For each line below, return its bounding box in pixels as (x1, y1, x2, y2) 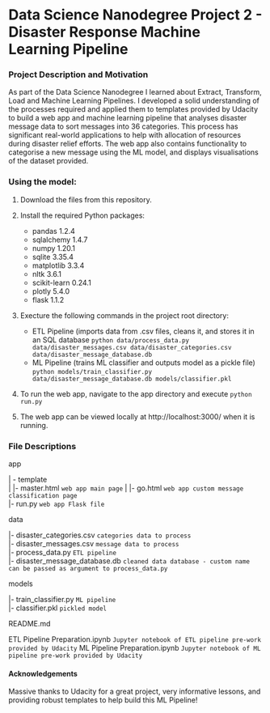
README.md (8, 619, 51, 629)
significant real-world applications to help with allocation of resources (8, 130, 241, 140)
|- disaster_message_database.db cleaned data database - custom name (8, 556, 251, 566)
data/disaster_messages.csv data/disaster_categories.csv (32, 343, 232, 351)
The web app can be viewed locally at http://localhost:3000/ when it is (19, 411, 255, 422)
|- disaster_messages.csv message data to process (8, 539, 179, 549)
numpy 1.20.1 (32, 243, 75, 253)
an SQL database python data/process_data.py (32, 334, 190, 345)
